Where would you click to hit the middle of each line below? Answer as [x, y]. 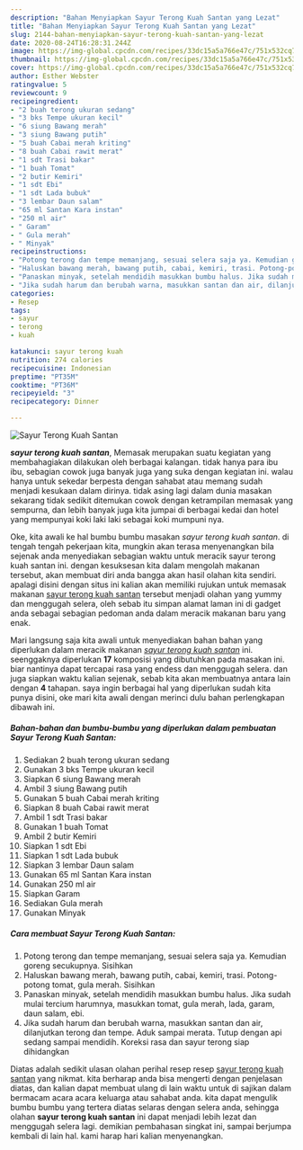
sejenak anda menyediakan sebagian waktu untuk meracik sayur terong [143, 556]
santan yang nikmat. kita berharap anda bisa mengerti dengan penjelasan [146, 1078]
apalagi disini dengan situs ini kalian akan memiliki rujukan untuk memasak [148, 584]
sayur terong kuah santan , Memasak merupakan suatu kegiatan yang [141, 452]
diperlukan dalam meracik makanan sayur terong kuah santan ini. [132, 650]
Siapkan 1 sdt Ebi [55, 845]
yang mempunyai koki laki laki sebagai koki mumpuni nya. [117, 519]
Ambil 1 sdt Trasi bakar [65, 817]
